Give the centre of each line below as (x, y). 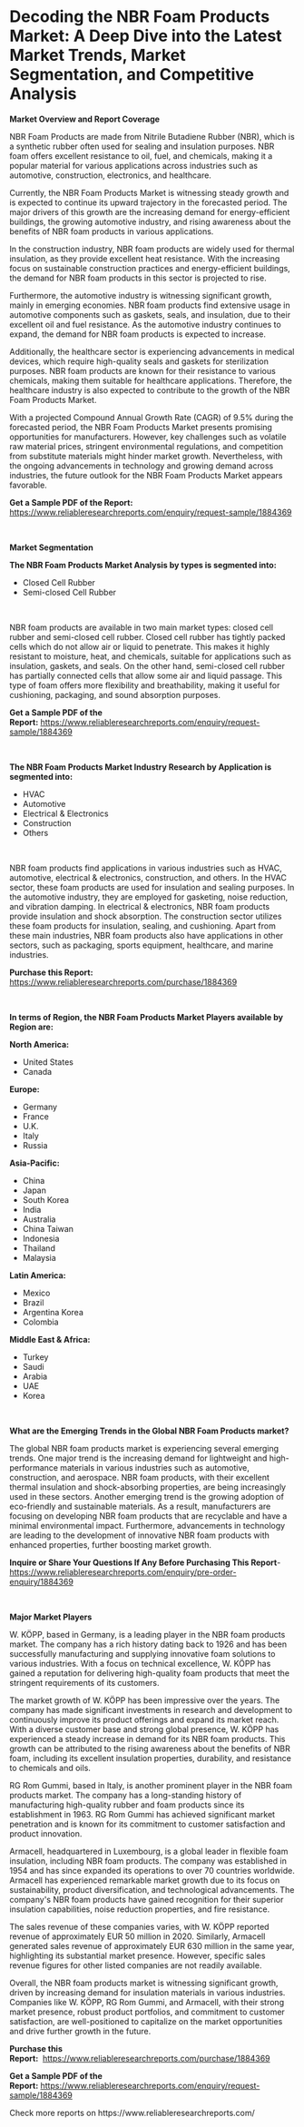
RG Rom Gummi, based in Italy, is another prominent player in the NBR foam (151, 1785)
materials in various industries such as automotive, (155, 1467)
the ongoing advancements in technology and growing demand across (142, 466)
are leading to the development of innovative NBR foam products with (140, 1535)
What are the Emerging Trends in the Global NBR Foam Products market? (149, 1431)
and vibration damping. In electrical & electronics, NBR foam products (140, 906)
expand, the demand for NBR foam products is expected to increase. (137, 334)
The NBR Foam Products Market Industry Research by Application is (141, 767)
